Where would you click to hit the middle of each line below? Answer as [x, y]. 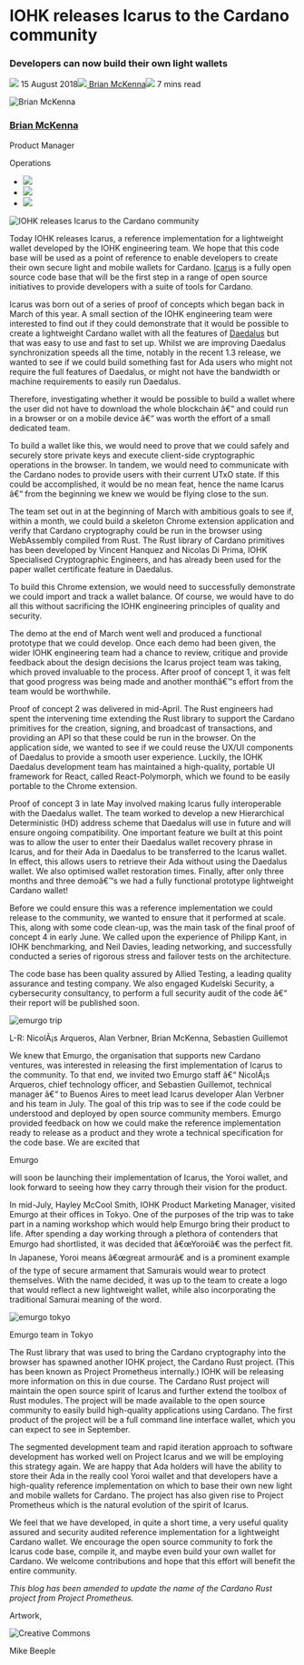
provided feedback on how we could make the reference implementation [145, 1123]
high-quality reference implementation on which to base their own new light [151, 1485]
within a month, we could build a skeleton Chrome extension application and [152, 521]
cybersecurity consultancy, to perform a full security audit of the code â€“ [148, 993]
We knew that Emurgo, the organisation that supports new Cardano [135, 1055]
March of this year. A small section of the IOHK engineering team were [141, 313]
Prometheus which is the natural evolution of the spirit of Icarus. [129, 1504]
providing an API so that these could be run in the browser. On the [133, 737]
